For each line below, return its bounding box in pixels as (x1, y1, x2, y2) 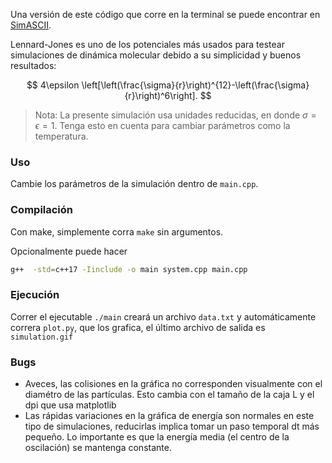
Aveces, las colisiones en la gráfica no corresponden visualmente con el (24, 378, 323, 390)
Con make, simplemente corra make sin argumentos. (10, 225, 224, 238)
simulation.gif (10, 332, 74, 342)
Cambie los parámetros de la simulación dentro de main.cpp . (10, 178, 259, 190)
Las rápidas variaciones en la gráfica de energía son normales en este (24, 410, 315, 422)
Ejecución (10, 288, 60, 302)
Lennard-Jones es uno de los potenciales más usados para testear (10, 39, 285, 50)
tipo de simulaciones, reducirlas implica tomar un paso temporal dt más (24, 420, 320, 433)
